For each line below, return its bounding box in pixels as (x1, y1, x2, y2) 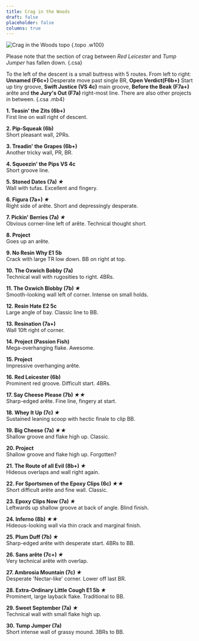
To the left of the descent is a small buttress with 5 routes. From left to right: (6, 70, 191, 78)
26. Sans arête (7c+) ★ (6, 551, 64, 558)
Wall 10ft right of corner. (6, 327, 65, 334)
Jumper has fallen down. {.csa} (6, 59, 83, 66)
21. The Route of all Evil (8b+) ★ (6, 462, 86, 469)
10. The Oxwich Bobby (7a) (6, 267, 73, 274)
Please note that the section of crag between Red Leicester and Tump (6, 53, 176, 60)
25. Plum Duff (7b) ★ (6, 533, 59, 540)
